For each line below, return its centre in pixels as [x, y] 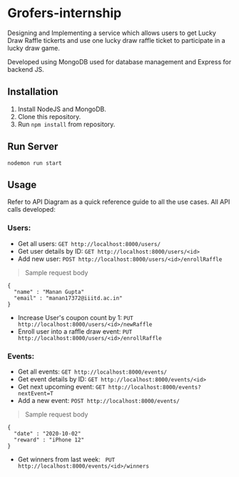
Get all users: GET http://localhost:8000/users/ [89, 243]
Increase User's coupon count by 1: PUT [75, 317]
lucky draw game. [34, 48]
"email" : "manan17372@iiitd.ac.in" [68, 298]
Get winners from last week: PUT [66, 459]
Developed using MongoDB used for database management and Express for [119, 61]
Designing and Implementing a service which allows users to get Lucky [112, 33]
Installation [33, 92]
